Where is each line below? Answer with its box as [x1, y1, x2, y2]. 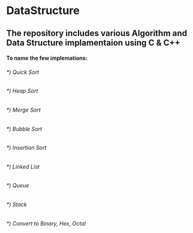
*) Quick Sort [6, 68, 40, 76]
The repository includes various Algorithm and [6, 28, 188, 38]
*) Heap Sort [6, 87, 38, 95]
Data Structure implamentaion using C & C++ [6, 37, 181, 48]
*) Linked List [6, 163, 40, 170]
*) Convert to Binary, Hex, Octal [6, 220, 86, 227]
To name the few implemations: [6, 54, 88, 62]
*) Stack [6, 201, 27, 208]
